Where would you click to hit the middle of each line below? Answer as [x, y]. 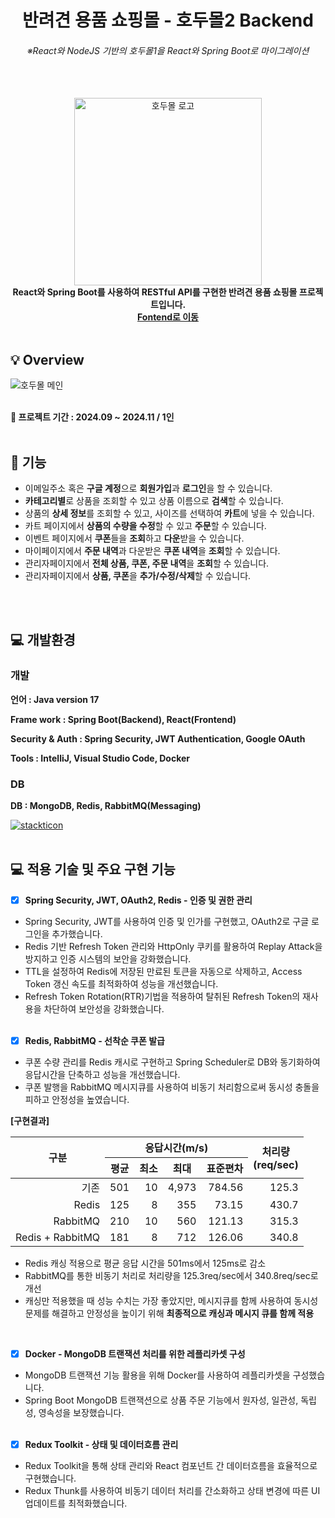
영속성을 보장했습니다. [81, 1412]
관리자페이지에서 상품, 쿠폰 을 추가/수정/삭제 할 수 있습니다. [138, 576]
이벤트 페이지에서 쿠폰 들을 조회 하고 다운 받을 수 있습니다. [134, 538]
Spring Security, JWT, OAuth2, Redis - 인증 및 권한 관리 [138, 900]
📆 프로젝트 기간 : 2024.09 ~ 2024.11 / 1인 [92, 417]
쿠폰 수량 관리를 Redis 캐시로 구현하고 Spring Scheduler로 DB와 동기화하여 [172, 1062]
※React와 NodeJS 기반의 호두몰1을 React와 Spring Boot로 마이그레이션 [168, 50]
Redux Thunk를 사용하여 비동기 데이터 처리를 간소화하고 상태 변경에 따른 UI [172, 1491]
